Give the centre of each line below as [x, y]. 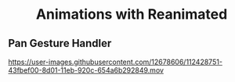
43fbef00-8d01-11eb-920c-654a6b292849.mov [86, 70]
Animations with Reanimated [132, 14]
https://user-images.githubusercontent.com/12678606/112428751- [116, 62]
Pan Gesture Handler [60, 43]
